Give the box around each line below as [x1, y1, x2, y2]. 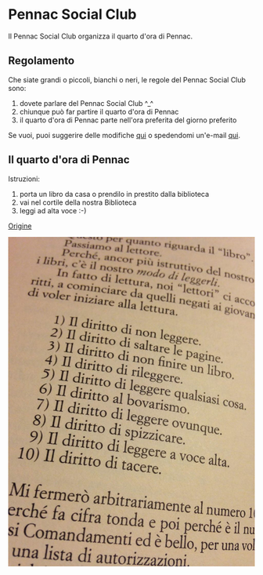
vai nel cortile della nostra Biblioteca [19, 198, 137, 207]
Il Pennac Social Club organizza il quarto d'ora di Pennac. [8, 31, 193, 41]
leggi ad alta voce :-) [19, 206, 87, 215]
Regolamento [8, 54, 75, 67]
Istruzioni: [8, 174, 41, 184]
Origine [8, 221, 32, 231]
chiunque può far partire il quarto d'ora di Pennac [19, 107, 179, 116]
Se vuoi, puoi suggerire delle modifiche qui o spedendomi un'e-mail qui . [8, 130, 241, 140]
